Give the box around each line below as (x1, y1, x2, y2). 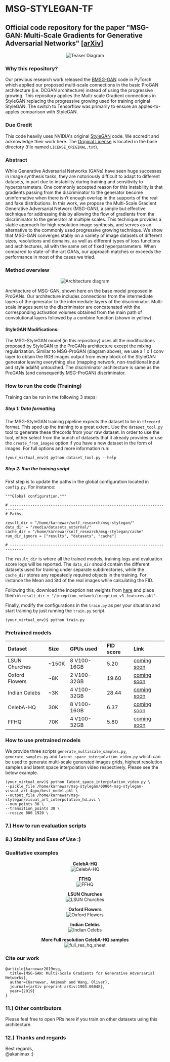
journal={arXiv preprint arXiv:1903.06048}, (10, 984, 105, 989)
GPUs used (70, 645, 98, 652)
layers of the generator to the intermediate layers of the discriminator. (5, 299, 150, 305)
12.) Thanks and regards (5, 1034, 66, 1041)
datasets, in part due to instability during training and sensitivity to (5, 178, 143, 185)
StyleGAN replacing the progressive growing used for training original (5, 98, 150, 104)
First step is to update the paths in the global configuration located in (5, 478, 149, 484)
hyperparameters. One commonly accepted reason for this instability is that (5, 184, 163, 190)
